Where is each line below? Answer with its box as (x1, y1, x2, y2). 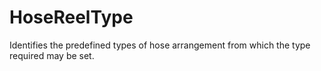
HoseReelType (9, 6, 134, 29)
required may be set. (9, 49, 95, 61)
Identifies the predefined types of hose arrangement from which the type (9, 39, 311, 51)
